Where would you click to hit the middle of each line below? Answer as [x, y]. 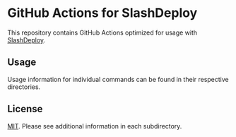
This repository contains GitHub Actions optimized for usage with [102, 32]
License [25, 109]
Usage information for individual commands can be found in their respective [118, 79]
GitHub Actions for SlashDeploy [102, 13]
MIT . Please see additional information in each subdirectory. [95, 126]
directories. [24, 87]
